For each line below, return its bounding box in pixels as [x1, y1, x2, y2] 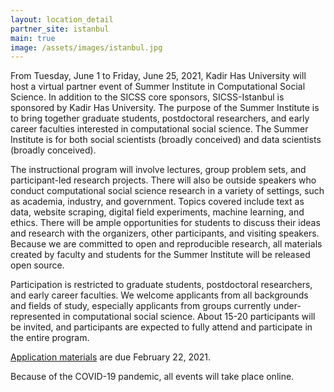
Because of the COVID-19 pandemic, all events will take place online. [10, 371, 295, 383]
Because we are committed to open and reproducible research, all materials [10, 238, 323, 250]
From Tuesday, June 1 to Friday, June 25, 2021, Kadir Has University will [10, 70, 307, 82]
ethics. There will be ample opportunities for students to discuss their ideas [10, 217, 321, 229]
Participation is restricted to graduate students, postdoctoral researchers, [10, 279, 313, 291]
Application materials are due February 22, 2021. [10, 351, 212, 363]
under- [273, 300, 302, 312]
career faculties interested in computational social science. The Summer [10, 123, 309, 135]
